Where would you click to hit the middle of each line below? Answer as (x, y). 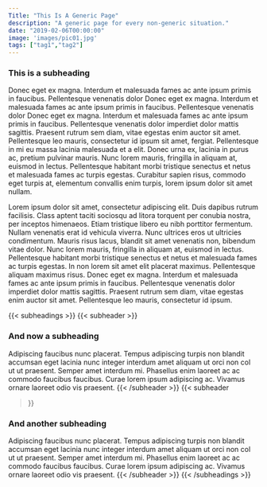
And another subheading (58, 423)
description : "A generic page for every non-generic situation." (118, 23)
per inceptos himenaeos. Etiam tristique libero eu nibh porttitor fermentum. (130, 224)
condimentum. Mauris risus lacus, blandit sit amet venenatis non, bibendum (132, 241)
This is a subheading (49, 73)
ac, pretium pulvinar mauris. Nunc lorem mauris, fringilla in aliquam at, (123, 158)
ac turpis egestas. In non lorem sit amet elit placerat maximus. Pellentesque (132, 267)
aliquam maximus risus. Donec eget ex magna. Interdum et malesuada (123, 275)
